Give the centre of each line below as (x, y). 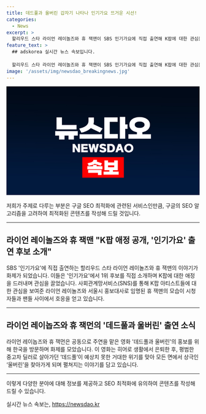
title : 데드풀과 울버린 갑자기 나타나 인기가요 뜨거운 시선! (72, 13)
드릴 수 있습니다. (26, 391)
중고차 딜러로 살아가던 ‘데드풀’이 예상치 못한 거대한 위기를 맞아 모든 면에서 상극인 (103, 357)
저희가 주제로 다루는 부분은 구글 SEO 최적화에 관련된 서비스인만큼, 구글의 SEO (100, 205)
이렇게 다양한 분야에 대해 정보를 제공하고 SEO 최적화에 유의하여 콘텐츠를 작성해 (101, 383)
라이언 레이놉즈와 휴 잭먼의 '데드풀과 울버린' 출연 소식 (101, 326)
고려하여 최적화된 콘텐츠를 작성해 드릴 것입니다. (84, 213)
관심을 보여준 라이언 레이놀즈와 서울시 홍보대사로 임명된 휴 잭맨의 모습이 (99, 291)
